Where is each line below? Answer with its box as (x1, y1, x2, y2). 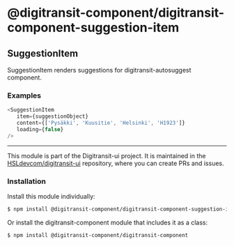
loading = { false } (16, 125, 64, 133)
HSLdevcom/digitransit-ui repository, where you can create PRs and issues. (7, 159, 224, 167)
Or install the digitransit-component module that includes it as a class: (7, 218, 208, 226)
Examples (7, 91, 42, 100)
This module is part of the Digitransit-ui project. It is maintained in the (7, 151, 206, 160)
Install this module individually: (7, 192, 95, 200)
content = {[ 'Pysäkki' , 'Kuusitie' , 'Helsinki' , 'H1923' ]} (16, 120, 186, 127)
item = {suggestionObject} (16, 113, 89, 120)
